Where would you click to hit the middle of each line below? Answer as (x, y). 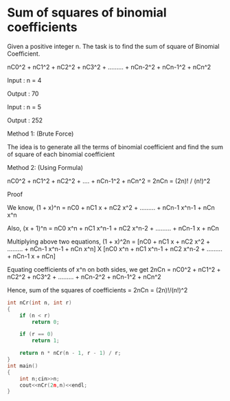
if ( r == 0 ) (36, 334)
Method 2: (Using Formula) (45, 167)
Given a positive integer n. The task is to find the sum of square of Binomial (113, 46)
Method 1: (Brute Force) (41, 133)
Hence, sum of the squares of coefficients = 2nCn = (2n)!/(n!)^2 (97, 290)
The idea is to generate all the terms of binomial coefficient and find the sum (115, 147)
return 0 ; (46, 322)
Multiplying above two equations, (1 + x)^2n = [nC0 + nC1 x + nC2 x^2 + (109, 241)
